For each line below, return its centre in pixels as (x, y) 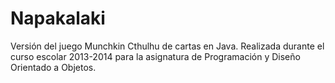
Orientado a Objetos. (53, 67)
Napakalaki (58, 18)
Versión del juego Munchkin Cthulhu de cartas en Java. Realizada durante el (167, 46)
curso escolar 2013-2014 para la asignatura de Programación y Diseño (155, 56)
